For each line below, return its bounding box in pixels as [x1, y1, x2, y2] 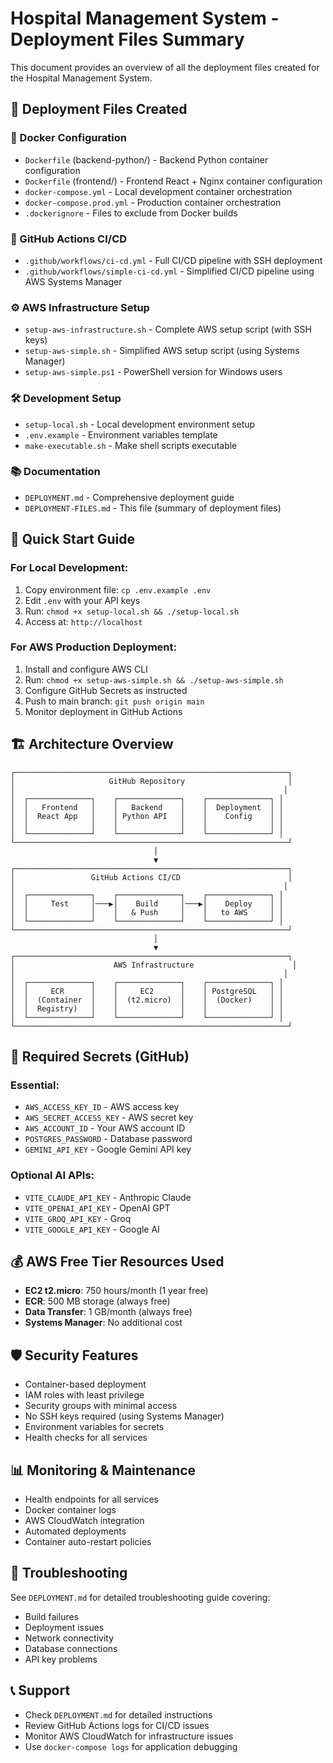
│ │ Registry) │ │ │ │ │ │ [10, 1003, 284, 1014]
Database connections [24, 1642, 118, 1654]
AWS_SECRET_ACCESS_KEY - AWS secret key [24, 1112, 194, 1124]
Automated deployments [24, 1525, 127, 1537]
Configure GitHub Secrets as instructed [24, 684, 188, 696]
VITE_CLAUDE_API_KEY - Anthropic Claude [24, 1191, 192, 1203]
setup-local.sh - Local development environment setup [24, 418, 256, 430]
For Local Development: [10, 561, 129, 575]
